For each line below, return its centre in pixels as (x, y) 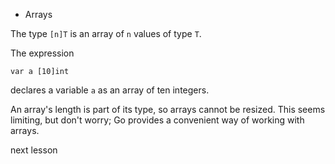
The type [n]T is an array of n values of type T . (106, 33)
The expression (42, 53)
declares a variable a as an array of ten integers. (110, 90)
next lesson (34, 150)
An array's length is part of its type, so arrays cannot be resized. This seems (168, 109)
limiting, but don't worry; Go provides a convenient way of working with (157, 120)
